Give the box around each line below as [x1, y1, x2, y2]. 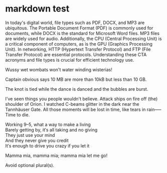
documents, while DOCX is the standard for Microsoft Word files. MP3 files [5, 30, 159, 36]
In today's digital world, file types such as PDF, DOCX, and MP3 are [5, 20, 145, 26]
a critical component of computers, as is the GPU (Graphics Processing [5, 41, 153, 47]
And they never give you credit [5, 137, 69, 143]
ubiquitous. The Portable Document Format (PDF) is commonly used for [5, 25, 153, 31]
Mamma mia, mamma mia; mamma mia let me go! [5, 152, 108, 158]
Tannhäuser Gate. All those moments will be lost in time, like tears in [5, 106, 146, 112]
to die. [17, 111, 30, 118]
